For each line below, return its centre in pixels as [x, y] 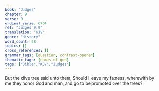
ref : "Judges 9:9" [24, 28]
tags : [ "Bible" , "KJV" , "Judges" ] [38, 64]
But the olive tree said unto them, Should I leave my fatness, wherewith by [80, 78]
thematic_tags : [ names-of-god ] [37, 60]
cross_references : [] [27, 50]
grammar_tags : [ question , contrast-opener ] [50, 55]
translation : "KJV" [25, 32]
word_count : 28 [21, 42]
